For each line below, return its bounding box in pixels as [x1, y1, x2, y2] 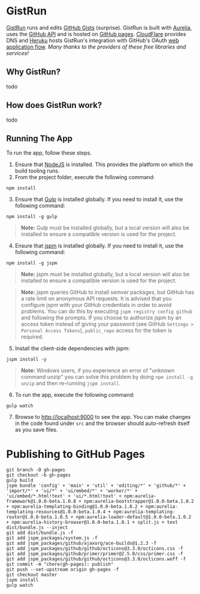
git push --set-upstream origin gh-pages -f [6, 566, 119, 573]
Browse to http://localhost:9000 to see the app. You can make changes [14, 414, 191, 421]
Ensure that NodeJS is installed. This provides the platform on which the [14, 161, 193, 168]
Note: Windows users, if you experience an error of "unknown [20, 367, 175, 374]
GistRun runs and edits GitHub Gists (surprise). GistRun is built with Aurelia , [6, 24, 192, 31]
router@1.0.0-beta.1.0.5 [6, 514, 68, 520]
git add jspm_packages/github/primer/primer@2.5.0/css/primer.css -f [6, 551, 184, 557]
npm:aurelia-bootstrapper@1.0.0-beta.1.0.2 [83, 499, 195, 505]
